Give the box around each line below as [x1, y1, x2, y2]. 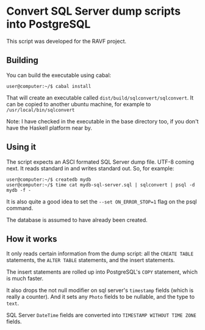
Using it [6, 142, 37, 152]
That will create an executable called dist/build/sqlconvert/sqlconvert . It [6, 94, 194, 101]
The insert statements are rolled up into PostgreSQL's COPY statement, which [6, 268, 198, 276]
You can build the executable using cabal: [6, 71, 112, 79]
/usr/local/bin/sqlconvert [6, 107, 75, 113]
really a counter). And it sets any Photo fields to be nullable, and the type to [6, 293, 195, 301]
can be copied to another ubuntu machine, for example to [6, 100, 151, 108]
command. [6, 204, 34, 211]
